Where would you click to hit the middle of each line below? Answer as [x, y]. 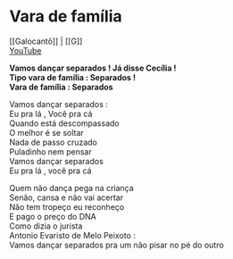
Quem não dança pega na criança [71, 188]
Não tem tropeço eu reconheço [67, 206]
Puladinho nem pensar [50, 151]
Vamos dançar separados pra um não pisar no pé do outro [117, 245]
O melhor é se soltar [47, 132]
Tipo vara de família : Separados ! [73, 77]
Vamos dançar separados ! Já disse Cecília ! [93, 68]
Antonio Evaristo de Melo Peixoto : [72, 235]
